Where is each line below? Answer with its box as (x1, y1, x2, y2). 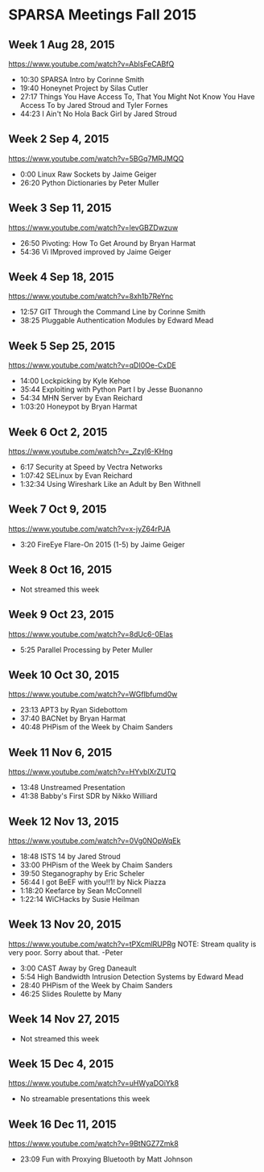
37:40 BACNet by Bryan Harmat (19, 713, 126, 723)
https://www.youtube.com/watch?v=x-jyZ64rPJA (8, 524, 171, 534)
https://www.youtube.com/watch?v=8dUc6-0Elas (8, 629, 173, 638)
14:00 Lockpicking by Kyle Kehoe (19, 376, 131, 386)
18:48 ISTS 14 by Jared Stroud (19, 851, 121, 861)
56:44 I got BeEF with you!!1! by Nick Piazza (19, 877, 167, 887)
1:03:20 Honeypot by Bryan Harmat (19, 401, 138, 412)
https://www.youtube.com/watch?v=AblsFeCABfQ (8, 59, 175, 69)
